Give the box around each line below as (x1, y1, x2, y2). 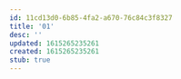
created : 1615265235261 (9, 47, 100, 56)
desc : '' (9, 30, 43, 39)
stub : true (9, 55, 51, 64)
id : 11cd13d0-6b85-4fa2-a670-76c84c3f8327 (9, 13, 173, 23)
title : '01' (9, 22, 55, 31)
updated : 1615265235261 (9, 38, 100, 48)
